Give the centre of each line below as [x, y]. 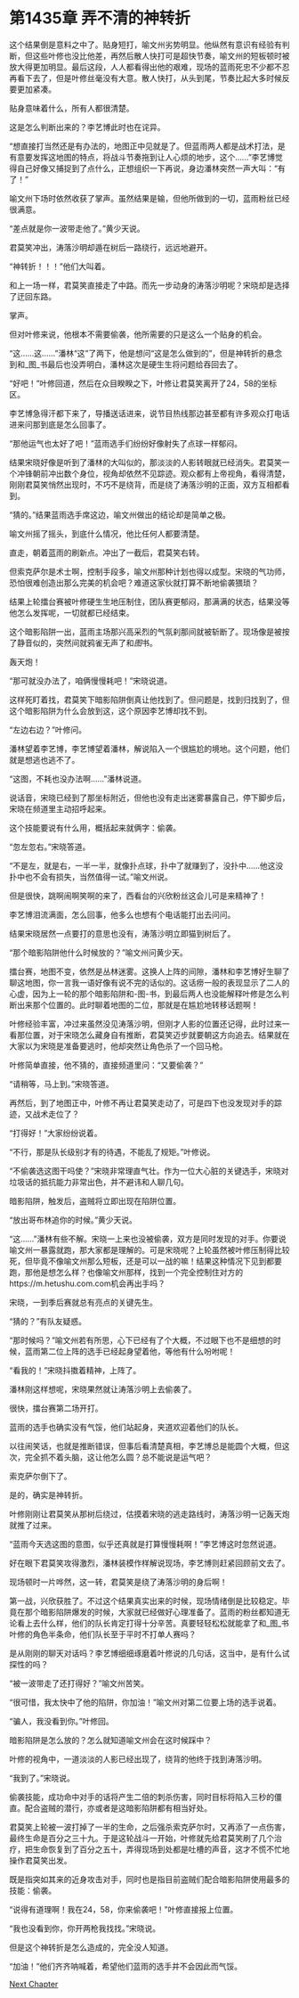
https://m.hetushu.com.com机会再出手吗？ [88, 1283]
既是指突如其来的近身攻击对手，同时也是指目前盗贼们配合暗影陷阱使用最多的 [149, 1879]
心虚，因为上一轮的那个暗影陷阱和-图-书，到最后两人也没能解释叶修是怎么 [145, 994]
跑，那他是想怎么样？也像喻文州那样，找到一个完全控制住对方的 [126, 1272]
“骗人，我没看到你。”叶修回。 [61, 1721]
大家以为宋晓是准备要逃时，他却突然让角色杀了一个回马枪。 [118, 1046]
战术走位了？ [56, 1114]
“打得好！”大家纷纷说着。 [56, 1133]
